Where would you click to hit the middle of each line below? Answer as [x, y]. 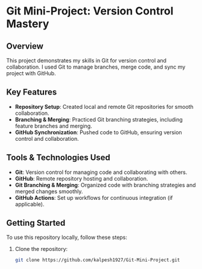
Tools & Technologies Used [58, 158]
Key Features [32, 92]
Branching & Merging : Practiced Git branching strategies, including [99, 119]
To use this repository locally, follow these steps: [67, 237]
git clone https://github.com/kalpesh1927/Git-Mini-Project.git [97, 260]
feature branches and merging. [53, 126]
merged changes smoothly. [49, 191]
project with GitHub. [31, 73]
